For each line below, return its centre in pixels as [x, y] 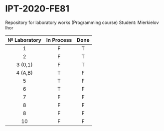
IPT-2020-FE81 [37, 9]
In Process [59, 40]
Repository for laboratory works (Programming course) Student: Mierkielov [82, 22]
